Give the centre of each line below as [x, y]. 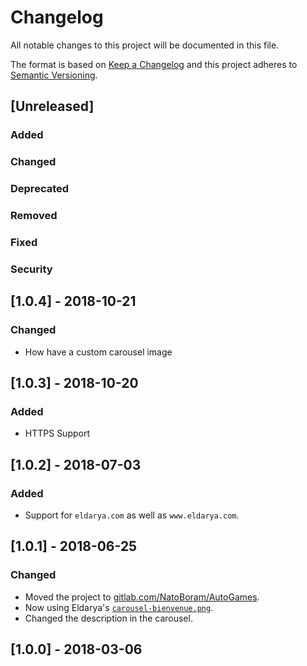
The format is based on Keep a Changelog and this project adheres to [154, 64]
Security [31, 269]
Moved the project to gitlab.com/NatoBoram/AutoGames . [142, 597]
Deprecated [40, 189]
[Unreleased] [52, 106]
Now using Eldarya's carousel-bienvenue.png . [119, 607]
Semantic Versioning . [54, 75]
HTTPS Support [57, 433]
